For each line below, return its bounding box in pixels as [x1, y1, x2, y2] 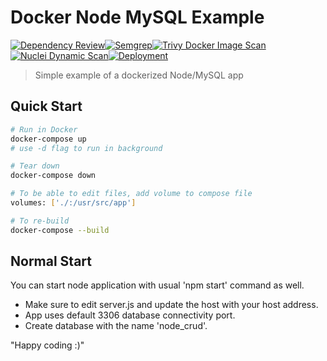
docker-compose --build [10, 225, 110, 235]
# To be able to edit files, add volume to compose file [10, 189, 253, 199]
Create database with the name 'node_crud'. [24, 320, 208, 332]
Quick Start [10, 98, 83, 115]
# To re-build [10, 216, 70, 226]
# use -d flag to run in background [10, 143, 163, 153]
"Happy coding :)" [10, 339, 85, 351]
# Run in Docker [10, 124, 78, 135]
